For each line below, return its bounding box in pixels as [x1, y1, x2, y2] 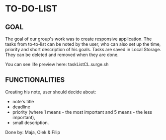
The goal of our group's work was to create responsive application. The [5, 36, 152, 42]
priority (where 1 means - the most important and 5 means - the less [12, 109, 153, 115]
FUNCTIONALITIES [5, 75, 65, 84]
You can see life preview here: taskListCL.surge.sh [5, 62, 109, 67]
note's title [12, 98, 34, 104]
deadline [12, 104, 31, 110]
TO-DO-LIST [5, 3, 58, 14]
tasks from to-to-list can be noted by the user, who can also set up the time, [5, 41, 161, 47]
